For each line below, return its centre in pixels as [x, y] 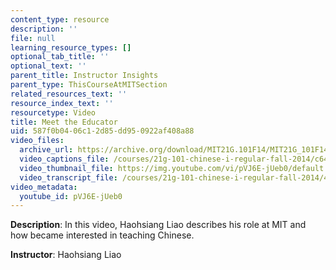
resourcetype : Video [53, 112]
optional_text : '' [48, 66]
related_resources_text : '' [69, 94]
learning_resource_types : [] [71, 47]
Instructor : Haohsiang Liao [66, 255]
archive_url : [46, 150]
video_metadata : [44, 187]
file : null [33, 38]
